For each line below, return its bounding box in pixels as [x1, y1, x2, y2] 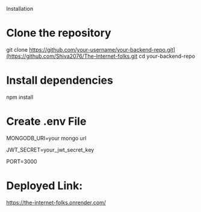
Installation [6, 5, 34, 12]
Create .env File [6, 114, 87, 128]
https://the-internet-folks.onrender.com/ [6, 199, 107, 206]
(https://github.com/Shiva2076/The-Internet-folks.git [6, 52, 138, 60]
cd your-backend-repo [138, 52, 196, 60]
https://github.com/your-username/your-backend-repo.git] [29, 46, 176, 53]
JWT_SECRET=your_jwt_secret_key [6, 146, 94, 153]
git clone [6, 46, 28, 53]
